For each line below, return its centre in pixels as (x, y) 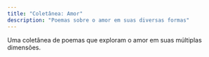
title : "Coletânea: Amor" (45, 14)
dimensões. (24, 47)
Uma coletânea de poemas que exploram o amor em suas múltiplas (104, 40)
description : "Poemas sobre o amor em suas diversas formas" (99, 20)
